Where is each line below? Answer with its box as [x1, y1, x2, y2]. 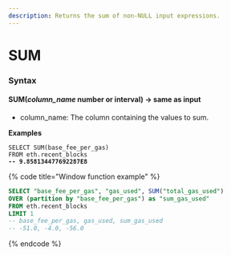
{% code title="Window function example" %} [8, 172, 160, 181]
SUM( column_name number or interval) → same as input [8, 95, 201, 104]
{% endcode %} [8, 239, 62, 249]
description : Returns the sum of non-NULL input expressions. [8, 11, 221, 20]
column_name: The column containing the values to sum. [19, 112, 209, 122]
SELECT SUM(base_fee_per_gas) [8, 144, 110, 152]
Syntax [8, 75, 37, 86]
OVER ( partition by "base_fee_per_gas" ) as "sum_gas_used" [8, 194, 210, 203]
